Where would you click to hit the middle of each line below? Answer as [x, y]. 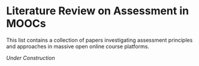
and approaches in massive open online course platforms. [78, 46]
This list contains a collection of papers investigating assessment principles [99, 40]
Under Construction [31, 58]
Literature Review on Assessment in [98, 11]
